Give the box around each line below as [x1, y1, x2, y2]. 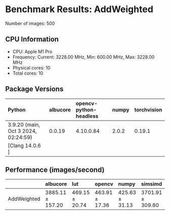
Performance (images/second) [5, 165, 105, 174]
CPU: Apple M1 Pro [12, 48, 53, 54]
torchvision [134, 106, 162, 113]
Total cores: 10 [12, 70, 44, 76]
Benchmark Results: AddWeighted [5, 4, 153, 15]
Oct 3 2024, [8, 127, 37, 134]
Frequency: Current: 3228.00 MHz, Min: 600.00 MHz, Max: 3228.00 [12, 54, 155, 60]
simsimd [141, 181, 162, 188]
